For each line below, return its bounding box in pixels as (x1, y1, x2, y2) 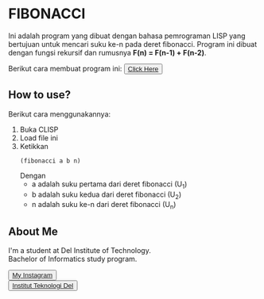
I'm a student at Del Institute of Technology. (8, 245, 151, 255)
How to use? (8, 88, 72, 102)
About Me (8, 224, 58, 238)
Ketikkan (19, 141, 49, 151)
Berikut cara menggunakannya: (8, 109, 111, 119)
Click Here (127, 64, 159, 73)
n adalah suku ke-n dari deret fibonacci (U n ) (31, 200, 177, 211)
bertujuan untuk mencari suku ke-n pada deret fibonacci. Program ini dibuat (8, 39, 257, 48)
